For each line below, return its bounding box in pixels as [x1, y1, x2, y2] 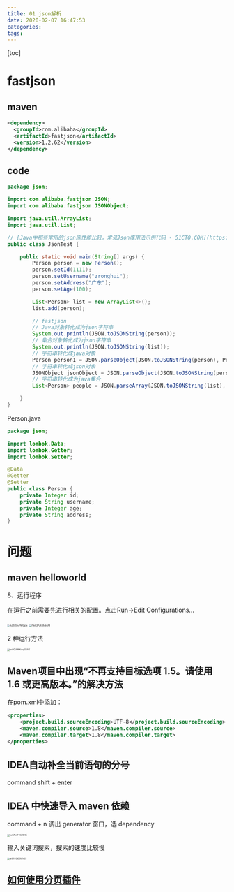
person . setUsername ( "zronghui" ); [32, 273, 130, 280]
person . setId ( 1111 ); [32, 266, 92, 273]
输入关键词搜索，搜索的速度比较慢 [7, 843, 105, 851]
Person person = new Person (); [32, 260, 123, 267]
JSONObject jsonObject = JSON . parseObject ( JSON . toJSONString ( [32, 370, 217, 376]
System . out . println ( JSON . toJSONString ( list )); [32, 344, 170, 351]
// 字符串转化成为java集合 [32, 376, 101, 383]
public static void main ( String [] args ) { [19, 253, 145, 261]
